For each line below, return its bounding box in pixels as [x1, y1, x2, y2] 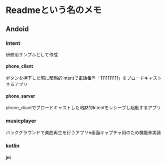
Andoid [5, 24, 29, 33]
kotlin [5, 142, 20, 149]
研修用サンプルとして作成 [5, 51, 58, 57]
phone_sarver [5, 93, 35, 99]
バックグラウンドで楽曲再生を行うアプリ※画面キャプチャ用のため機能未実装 [5, 129, 162, 135]
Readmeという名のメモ [5, 4, 102, 16]
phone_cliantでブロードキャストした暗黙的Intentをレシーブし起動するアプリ [5, 105, 162, 111]
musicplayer [5, 118, 37, 125]
